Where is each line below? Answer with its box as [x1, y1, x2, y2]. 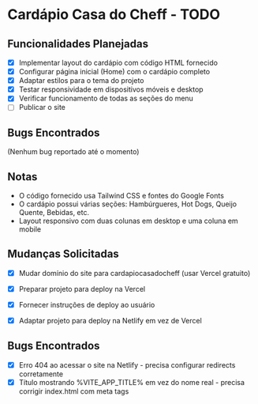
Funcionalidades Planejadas [7, 37, 149, 51]
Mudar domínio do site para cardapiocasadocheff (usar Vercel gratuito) [18, 268, 251, 278]
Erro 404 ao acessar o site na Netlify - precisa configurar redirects [18, 360, 236, 369]
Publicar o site [18, 103, 66, 112]
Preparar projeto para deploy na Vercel [18, 284, 146, 293]
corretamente [18, 369, 64, 379]
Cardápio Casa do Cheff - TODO [7, 6, 221, 24]
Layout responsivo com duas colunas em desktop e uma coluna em [18, 216, 238, 225]
